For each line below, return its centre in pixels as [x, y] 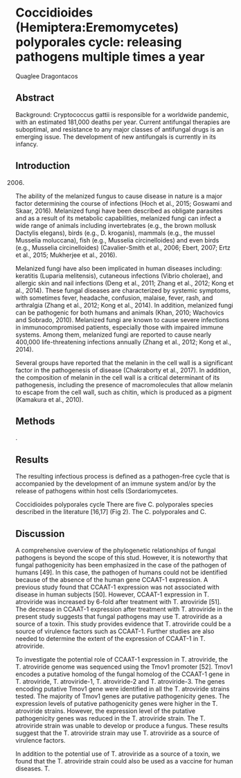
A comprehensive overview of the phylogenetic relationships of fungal [116, 550]
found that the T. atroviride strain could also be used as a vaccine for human [124, 761]
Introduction [43, 166]
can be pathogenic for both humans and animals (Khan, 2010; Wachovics [120, 312]
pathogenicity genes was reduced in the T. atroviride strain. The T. [110, 718]
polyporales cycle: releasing [99, 42]
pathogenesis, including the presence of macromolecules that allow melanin [124, 384]
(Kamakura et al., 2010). [50, 399]
